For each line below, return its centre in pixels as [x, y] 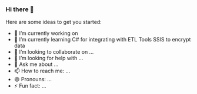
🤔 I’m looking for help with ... [49, 58]
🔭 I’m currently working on [46, 33]
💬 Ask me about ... [36, 64]
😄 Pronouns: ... [33, 79]
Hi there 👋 [20, 9]
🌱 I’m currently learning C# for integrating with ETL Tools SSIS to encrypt [102, 40]
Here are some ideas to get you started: [54, 22]
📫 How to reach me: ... [42, 71]
